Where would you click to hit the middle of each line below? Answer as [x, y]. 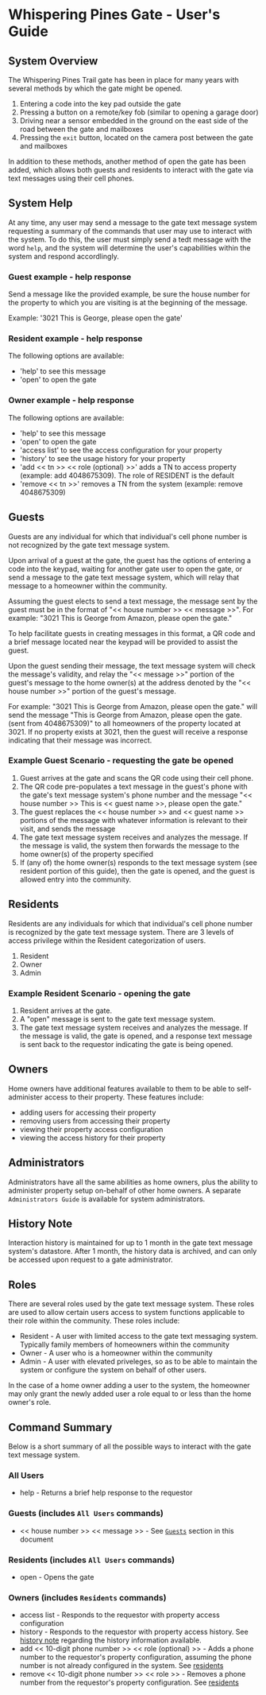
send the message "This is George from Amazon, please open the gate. [125, 715]
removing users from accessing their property [95, 1121]
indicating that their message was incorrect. [80, 740]
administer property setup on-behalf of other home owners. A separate [125, 1190]
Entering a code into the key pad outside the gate [100, 104]
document [37, 1539]
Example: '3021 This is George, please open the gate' [95, 318]
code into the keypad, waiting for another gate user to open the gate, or [125, 568]
